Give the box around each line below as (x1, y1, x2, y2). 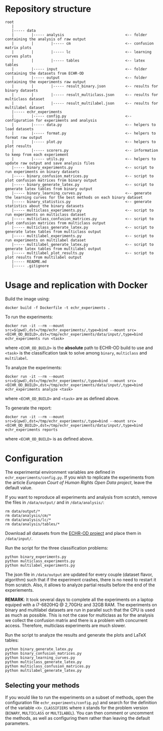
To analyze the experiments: (5, 364, 62, 370)
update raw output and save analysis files (5, 160, 95, 166)
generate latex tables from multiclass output (5, 229, 102, 234)
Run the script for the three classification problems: (5, 545, 108, 551)
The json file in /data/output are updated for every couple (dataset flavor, (5, 571, 153, 577)
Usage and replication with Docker (5, 280, 148, 291)
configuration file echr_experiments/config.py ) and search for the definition (5, 699, 157, 705)
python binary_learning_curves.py (5, 655, 76, 660)
